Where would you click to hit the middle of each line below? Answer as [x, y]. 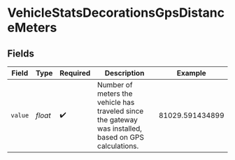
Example [191, 73]
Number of [115, 85]
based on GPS [121, 137]
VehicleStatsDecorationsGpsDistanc [116, 13]
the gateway [117, 120]
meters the [115, 94]
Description [124, 73]
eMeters [32, 28]
